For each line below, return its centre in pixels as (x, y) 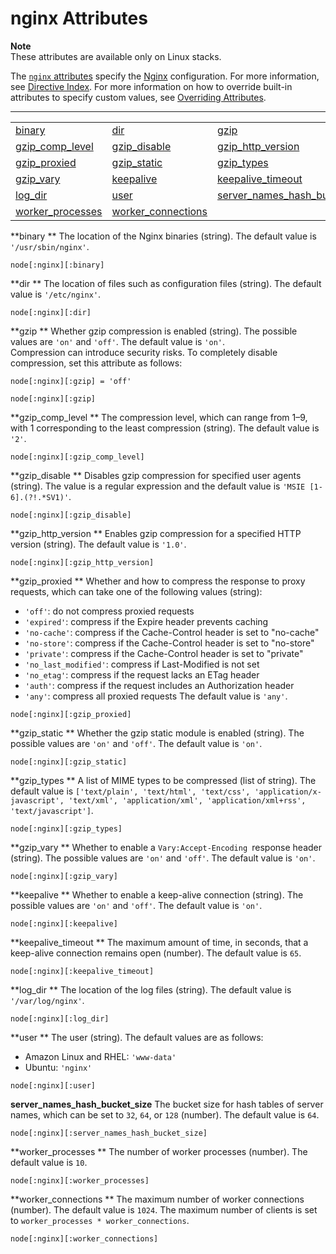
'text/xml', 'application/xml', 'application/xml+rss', (187, 800)
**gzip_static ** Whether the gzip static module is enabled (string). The (157, 733)
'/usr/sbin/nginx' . (50, 246)
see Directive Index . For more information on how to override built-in (151, 86)
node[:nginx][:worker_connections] (84, 1238)
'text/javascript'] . (52, 810)
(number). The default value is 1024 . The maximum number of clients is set (164, 1209)
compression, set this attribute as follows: (96, 363)
